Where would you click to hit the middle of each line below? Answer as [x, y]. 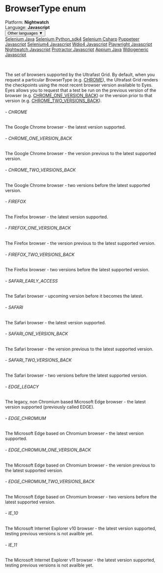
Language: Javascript [27, 27]
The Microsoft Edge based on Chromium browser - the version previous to [80, 465]
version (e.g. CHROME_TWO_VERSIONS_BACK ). [53, 101]
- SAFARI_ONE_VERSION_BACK [37, 334]
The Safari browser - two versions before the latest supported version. [76, 375]
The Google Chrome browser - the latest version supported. [66, 127]
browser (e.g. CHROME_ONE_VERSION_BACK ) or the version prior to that [79, 95]
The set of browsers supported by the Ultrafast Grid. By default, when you [80, 75]
